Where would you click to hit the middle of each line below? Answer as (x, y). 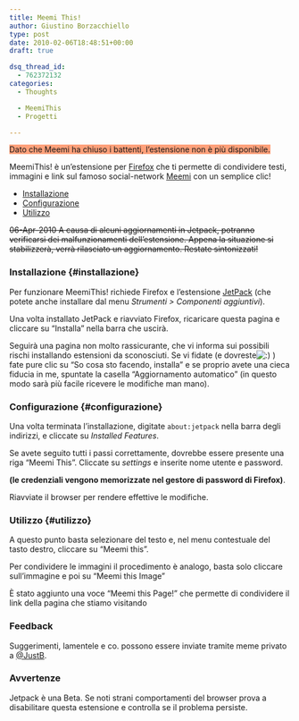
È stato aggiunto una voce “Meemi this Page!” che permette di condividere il (149, 594)
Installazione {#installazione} (75, 272)
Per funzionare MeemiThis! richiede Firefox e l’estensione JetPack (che (140, 292)
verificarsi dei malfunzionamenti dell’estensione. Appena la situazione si (141, 240)
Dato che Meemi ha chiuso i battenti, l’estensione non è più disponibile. (140, 149)
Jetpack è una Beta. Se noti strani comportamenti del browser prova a (138, 698)
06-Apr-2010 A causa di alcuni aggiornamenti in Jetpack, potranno (132, 230)
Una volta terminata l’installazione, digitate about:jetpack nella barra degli (145, 426)
